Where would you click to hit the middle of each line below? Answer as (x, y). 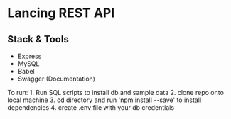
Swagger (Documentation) (57, 79)
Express (29, 56)
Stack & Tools (38, 39)
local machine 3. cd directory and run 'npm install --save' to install (104, 100)
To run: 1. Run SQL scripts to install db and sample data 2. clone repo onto (116, 92)
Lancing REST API (61, 13)
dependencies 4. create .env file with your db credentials (91, 107)
